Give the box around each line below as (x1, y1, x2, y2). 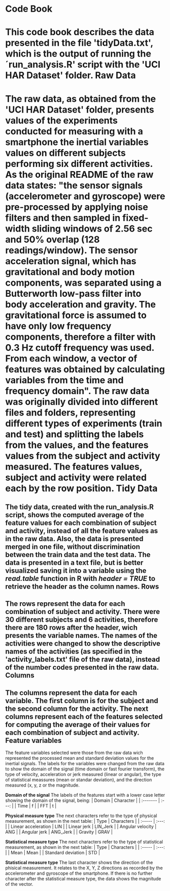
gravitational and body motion (5, 266, 135, 277)
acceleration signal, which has (5, 255, 137, 267)
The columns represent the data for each (5, 688, 138, 697)
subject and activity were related (5, 471, 147, 483)
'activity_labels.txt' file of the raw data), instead (5, 655, 160, 664)
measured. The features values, (5, 461, 143, 472)
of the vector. (5, 881, 33, 887)
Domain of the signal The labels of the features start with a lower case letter (5, 792, 165, 798)
